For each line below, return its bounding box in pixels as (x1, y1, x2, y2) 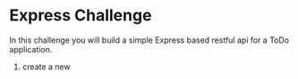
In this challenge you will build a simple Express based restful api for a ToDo (9, 35, 289, 45)
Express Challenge (9, 5, 152, 26)
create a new (21, 61, 71, 72)
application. (9, 43, 53, 54)
